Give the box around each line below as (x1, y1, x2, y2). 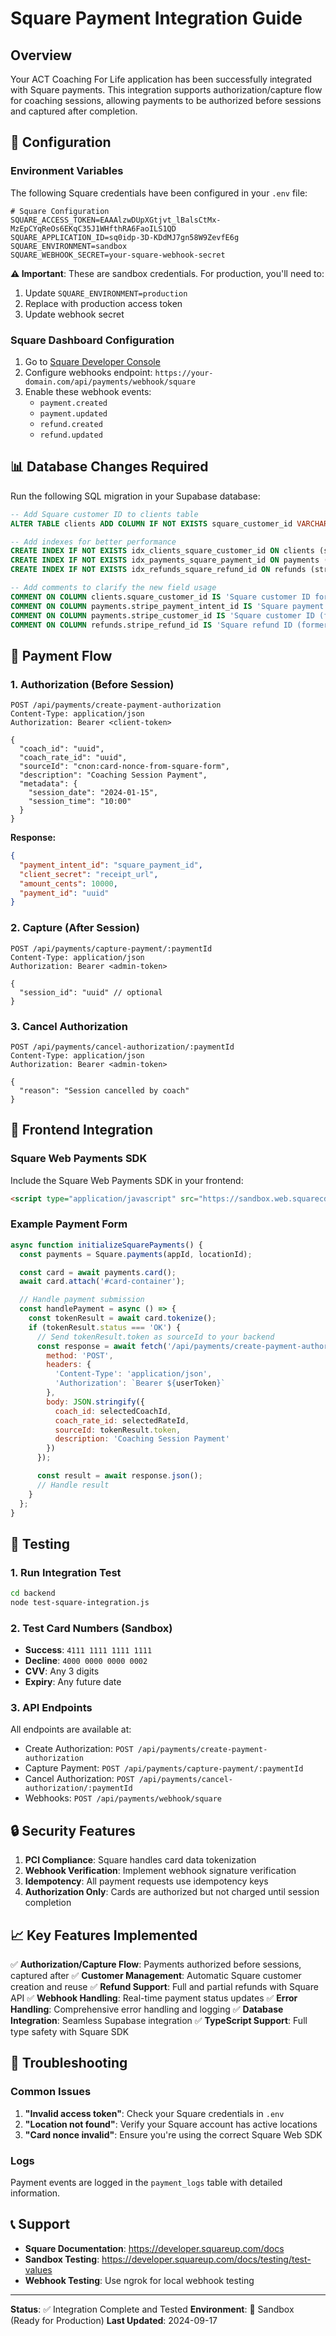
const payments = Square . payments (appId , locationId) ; (19, 1249, 253, 1259)
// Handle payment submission (19, 1295, 145, 1305)
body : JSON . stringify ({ (46, 1397, 145, 1407)
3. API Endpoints (10, 1701, 93, 1715)
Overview (10, 47, 73, 64)
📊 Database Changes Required (10, 458, 209, 476)
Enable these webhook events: (24, 385, 152, 397)
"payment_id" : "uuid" (19, 888, 110, 898)
